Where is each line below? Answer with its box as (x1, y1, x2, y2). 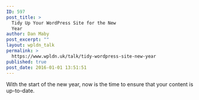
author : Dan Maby (6, 31, 50, 37)
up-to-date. (6, 87, 35, 95)
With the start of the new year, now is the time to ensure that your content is (6, 81, 194, 88)
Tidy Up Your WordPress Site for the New (11, 20, 117, 26)
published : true (6, 59, 47, 65)
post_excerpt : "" (6, 37, 50, 43)
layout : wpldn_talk (6, 43, 55, 49)
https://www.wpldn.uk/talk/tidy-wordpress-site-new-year (11, 53, 157, 59)
